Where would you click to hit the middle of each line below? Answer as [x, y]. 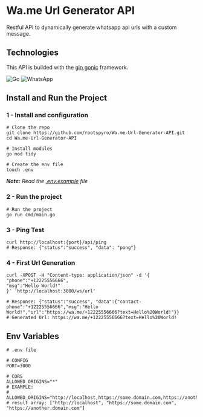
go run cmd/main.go [31, 215]
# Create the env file [35, 165]
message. [18, 33]
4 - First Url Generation [41, 262]
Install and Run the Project [57, 98]
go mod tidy [21, 154]
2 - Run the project [34, 197]
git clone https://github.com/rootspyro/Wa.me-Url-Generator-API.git [96, 133]
